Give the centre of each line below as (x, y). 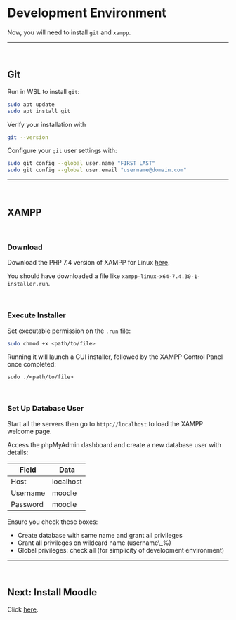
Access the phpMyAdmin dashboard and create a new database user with (114, 444)
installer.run (28, 284)
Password (27, 504)
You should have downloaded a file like (64, 276)
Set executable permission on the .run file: (69, 331)
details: (18, 452)
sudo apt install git (39, 111)
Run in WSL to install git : (44, 91)
